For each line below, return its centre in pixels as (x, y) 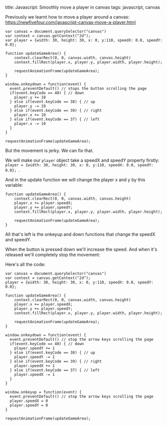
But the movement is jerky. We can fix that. (49, 151)
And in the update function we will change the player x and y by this (75, 180)
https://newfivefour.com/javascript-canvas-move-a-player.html (71, 22)
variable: (14, 185)
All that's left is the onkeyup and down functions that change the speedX (80, 234)
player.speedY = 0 (29, 405)
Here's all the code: (25, 264)
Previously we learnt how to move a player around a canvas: (67, 17)
